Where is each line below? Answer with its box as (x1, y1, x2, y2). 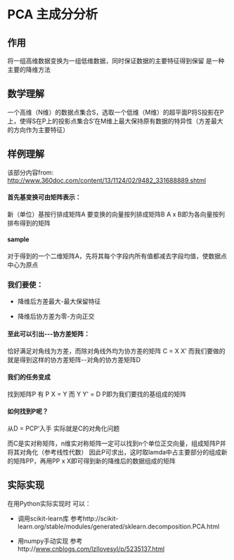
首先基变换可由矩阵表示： (7, 193, 82, 201)
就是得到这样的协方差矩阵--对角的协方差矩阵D (7, 355, 141, 364)
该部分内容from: (7, 168, 54, 177)
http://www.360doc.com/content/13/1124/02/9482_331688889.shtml (7, 176, 207, 184)
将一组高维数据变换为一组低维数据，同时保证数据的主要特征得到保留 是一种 (7, 57, 225, 65)
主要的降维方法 (7, 65, 51, 74)
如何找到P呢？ (7, 407, 49, 416)
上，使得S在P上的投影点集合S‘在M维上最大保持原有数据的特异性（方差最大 (7, 117, 223, 125)
